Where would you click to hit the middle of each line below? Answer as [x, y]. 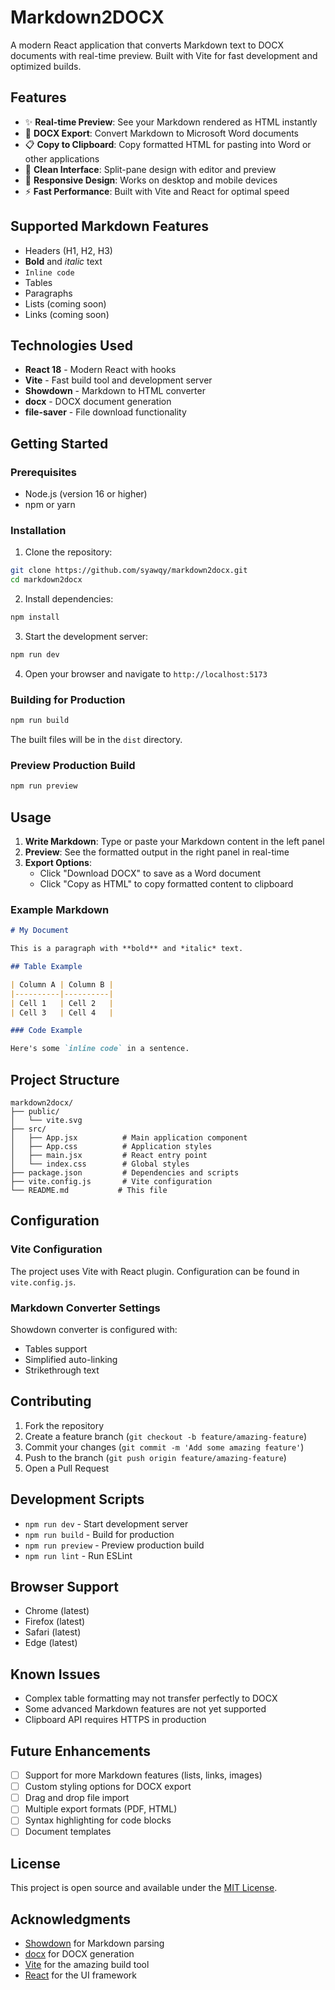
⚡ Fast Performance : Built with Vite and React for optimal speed [157, 191]
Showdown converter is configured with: [94, 1329]
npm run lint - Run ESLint [78, 1555]
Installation [38, 530]
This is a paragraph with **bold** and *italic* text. [127, 949]
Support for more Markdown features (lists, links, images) [143, 1775]
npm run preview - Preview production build [114, 1545]
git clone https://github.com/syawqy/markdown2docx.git [129, 571]
